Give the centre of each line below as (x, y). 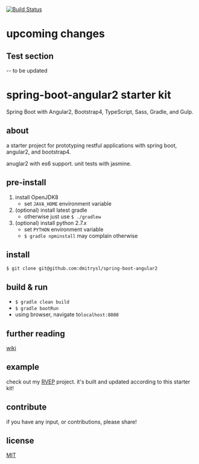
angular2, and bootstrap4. (39, 152)
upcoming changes (56, 34)
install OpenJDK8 (36, 197)
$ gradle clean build (42, 302)
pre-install (26, 182)
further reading (36, 334)
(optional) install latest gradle (51, 210)
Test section (30, 56)
